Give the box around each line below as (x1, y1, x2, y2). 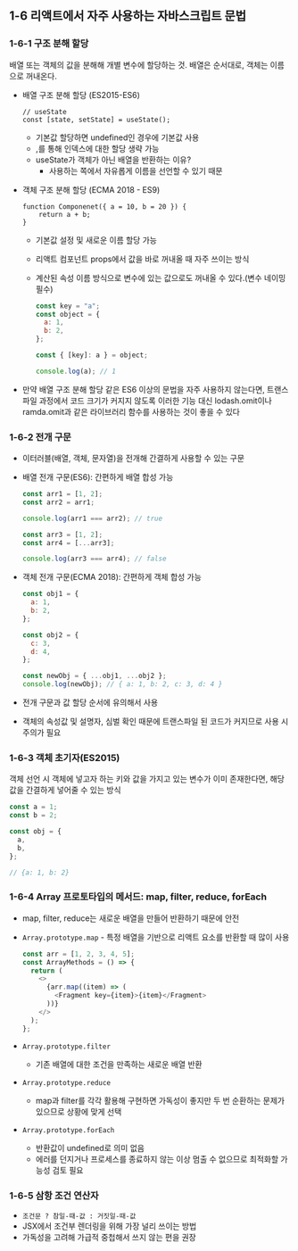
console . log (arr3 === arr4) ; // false (21, 554, 167, 564)
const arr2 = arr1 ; (21, 498, 95, 507)
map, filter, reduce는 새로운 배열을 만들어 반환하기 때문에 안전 (21, 913, 240, 924)
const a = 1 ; (9, 802, 58, 812)
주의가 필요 (21, 727, 62, 738)
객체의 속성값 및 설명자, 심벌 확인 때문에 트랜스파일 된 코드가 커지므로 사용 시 (21, 717, 289, 727)
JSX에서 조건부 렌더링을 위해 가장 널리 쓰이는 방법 (21, 1221, 197, 1231)
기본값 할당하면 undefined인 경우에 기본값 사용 (35, 132, 200, 143)
